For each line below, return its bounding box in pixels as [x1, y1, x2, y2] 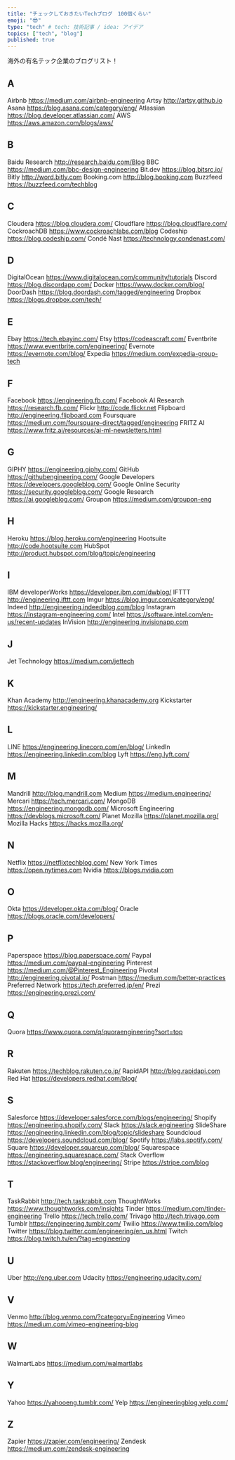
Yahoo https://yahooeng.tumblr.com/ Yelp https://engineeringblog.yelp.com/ [7, 1398, 228, 1407]
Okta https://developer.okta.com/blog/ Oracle [7, 905, 139, 913]
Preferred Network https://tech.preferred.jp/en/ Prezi [7, 981, 161, 989]
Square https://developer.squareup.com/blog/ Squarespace [7, 1143, 180, 1151]
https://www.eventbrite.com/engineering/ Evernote [7, 342, 155, 350]
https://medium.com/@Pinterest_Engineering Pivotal [7, 966, 159, 975]
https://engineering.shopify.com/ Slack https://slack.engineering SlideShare [7, 1120, 227, 1129]
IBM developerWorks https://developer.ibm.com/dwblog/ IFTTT [7, 588, 191, 597]
